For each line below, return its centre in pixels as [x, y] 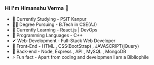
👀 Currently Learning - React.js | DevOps [55, 30]
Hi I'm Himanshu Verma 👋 [37, 8]
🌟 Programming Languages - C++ [47, 36]
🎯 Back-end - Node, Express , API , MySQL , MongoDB [69, 52]
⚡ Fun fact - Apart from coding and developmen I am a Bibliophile [80, 57]
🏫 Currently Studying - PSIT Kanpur [49, 19]
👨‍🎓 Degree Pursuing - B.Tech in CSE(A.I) [54, 24]
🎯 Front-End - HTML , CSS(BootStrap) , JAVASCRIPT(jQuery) [75, 46]
